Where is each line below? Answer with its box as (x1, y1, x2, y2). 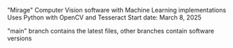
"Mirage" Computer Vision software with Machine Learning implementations (7, 6, 227, 14)
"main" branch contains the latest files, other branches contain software (7, 27, 215, 35)
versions (7, 34, 32, 42)
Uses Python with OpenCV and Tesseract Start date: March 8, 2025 (7, 13, 202, 22)
